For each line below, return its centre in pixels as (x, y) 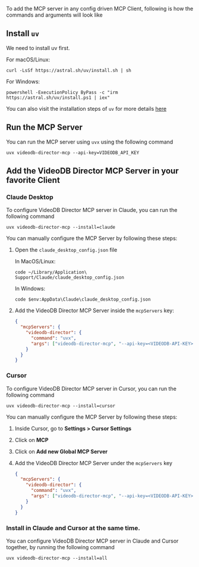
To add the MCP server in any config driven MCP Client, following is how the (100, 9)
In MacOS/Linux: (35, 261)
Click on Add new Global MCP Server (61, 451)
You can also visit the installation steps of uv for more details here (86, 108)
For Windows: (23, 81)
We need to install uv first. (38, 48)
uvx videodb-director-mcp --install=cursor (61, 406)
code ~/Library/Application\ (51, 272)
